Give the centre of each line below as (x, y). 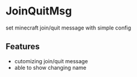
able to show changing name (50, 67)
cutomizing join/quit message (51, 61)
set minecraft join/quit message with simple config (68, 28)
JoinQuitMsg (39, 11)
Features (23, 47)
